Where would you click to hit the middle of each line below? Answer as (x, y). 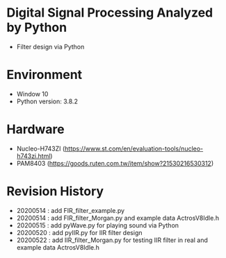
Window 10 (32, 94)
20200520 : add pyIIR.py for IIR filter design (79, 232)
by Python (37, 27)
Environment (45, 75)
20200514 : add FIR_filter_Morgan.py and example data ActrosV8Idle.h (118, 218)
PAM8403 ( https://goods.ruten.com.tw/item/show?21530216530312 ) (115, 163)
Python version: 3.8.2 (47, 101)
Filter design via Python (50, 46)
